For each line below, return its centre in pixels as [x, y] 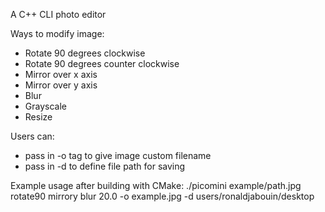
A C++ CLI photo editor [58, 14]
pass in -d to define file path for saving [105, 166]
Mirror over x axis [61, 74]
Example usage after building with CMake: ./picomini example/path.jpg [156, 185]
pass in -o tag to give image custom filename [118, 155]
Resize [38, 117]
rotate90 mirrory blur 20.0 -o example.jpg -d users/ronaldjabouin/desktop [162, 196]
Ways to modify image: [57, 33]
